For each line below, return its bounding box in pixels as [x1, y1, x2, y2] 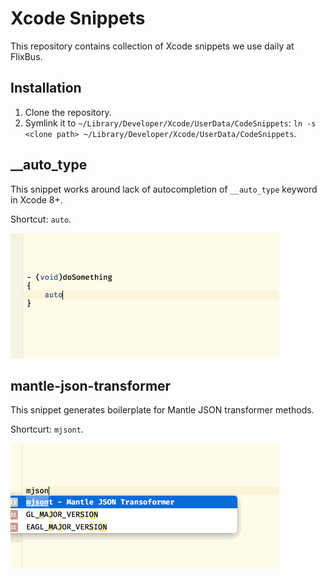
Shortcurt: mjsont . [10, 423, 84, 436]
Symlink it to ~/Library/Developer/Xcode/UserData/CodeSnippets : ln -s [24, 117, 317, 129]
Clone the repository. [24, 106, 112, 118]
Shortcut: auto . [10, 213, 72, 225]
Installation [10, 80, 82, 97]
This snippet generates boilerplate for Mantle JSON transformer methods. [10, 404, 315, 416]
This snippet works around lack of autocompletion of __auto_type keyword [10, 183, 318, 195]
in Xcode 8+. [10, 193, 63, 206]
